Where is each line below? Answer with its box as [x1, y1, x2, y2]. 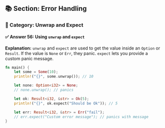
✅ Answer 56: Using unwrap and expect [5, 34, 85, 40]
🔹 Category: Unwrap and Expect [5, 22, 84, 28]
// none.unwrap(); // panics [14, 88, 74, 93]
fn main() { [5, 65, 30, 70]
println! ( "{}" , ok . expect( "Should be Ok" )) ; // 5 [14, 101, 118, 106]
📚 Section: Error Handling [5, 4, 87, 13]
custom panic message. [5, 55, 54, 61]
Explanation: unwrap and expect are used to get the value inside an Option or [5, 45, 161, 51]
